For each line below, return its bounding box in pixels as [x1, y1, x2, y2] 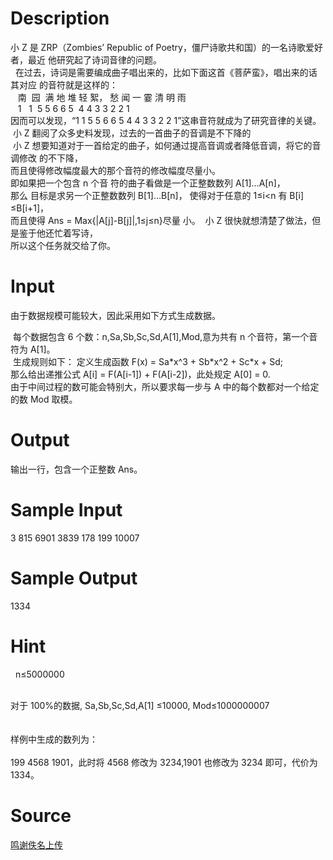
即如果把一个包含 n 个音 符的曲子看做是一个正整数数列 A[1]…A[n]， [10, 177, 286, 189]
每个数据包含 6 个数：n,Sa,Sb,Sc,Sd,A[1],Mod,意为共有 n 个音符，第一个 [12, 330, 310, 342]
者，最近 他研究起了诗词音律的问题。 [10, 53, 162, 66]
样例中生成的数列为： [10, 733, 98, 745]
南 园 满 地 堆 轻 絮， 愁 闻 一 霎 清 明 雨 [17, 91, 187, 103]
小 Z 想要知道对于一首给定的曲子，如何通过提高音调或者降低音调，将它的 [12, 139, 313, 151]
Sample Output [10, 567, 138, 589]
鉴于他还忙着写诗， [18, 227, 98, 239]
